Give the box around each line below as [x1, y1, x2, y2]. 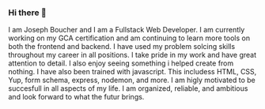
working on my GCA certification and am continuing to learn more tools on [8, 33, 251, 43]
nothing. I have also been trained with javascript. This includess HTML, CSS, [8, 67, 257, 77]
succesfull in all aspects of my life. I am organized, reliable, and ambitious [8, 84, 248, 93]
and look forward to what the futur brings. [8, 92, 145, 102]
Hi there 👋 [8, 7, 47, 18]
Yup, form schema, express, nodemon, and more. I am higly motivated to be [8, 75, 256, 85]
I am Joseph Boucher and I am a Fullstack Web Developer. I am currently [8, 25, 245, 35]
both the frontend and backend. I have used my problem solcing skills [8, 42, 236, 51]
